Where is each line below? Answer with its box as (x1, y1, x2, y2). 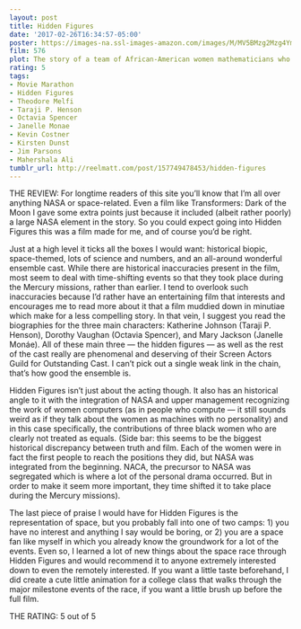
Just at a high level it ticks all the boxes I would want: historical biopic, (9, 244, 269, 254)
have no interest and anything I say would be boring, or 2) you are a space (9, 527, 284, 537)
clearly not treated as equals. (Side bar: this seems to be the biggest (9, 433, 262, 444)
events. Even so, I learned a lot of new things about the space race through (9, 545, 287, 557)
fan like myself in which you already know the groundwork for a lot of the (9, 536, 279, 547)
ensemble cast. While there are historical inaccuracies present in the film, (9, 262, 280, 274)
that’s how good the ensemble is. (9, 368, 132, 378)
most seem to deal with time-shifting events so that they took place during (9, 272, 284, 283)
